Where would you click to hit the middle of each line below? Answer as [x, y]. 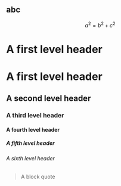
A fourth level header [33, 129]
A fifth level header [30, 143]
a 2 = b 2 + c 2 [100, 24]
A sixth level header [31, 158]
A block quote [38, 177]
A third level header [35, 116]
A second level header [49, 99]
